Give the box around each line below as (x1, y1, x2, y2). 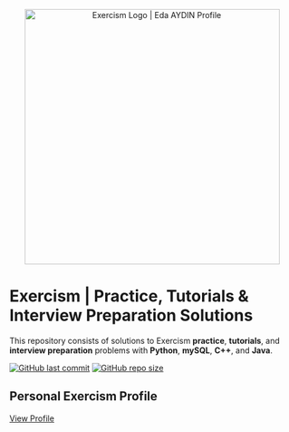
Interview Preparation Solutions (9, 305, 254, 326)
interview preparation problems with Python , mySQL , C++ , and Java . (9, 345, 274, 356)
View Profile (9, 413, 54, 424)
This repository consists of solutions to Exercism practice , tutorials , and (9, 335, 280, 346)
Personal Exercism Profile (9, 388, 159, 404)
